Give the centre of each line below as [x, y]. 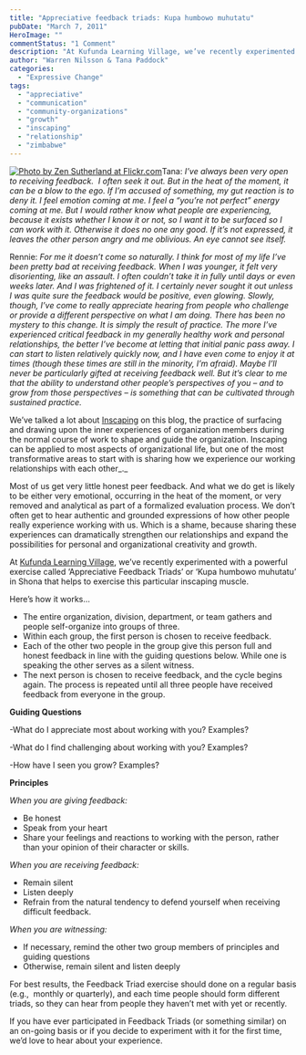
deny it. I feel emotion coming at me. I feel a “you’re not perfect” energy [145, 200]
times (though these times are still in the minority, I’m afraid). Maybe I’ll [143, 363]
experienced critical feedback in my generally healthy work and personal [147, 334]
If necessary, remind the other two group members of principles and [151, 946]
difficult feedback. [57, 911]
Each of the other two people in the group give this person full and [147, 645]
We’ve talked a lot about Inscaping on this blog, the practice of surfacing [146, 420]
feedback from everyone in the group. [94, 694]
